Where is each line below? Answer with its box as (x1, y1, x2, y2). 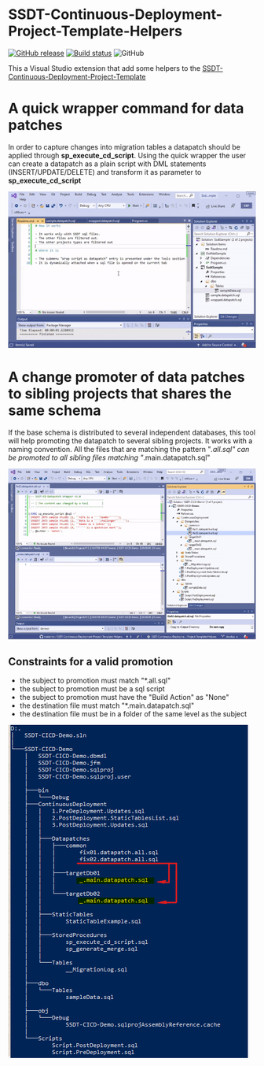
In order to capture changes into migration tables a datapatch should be (8, 142, 241, 151)
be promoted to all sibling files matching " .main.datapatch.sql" (8, 453, 211, 462)
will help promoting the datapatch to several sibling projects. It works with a (8, 436, 253, 446)
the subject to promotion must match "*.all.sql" (19, 676, 171, 686)
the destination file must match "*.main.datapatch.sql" (19, 701, 195, 710)
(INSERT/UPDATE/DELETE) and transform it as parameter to (8, 167, 202, 176)
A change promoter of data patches (8, 368, 245, 387)
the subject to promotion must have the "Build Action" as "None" (19, 693, 229, 702)
